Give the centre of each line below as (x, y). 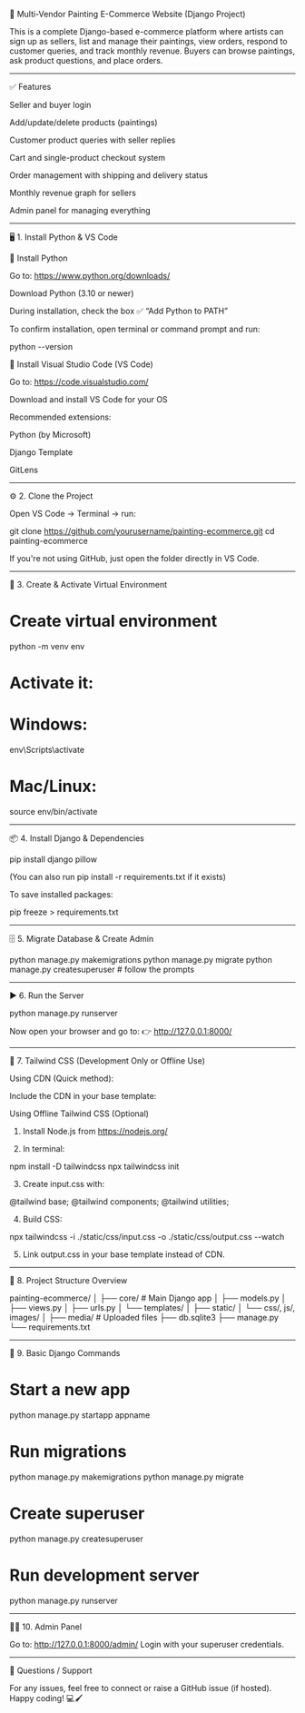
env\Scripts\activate (47, 750)
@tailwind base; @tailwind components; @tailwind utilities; (119, 1202)
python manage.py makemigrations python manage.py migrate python (141, 960)
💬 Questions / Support (51, 1670)
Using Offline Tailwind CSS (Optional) (79, 1114)
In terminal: (44, 1149)
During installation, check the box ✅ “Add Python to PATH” (119, 311)
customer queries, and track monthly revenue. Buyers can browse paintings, (152, 51)
